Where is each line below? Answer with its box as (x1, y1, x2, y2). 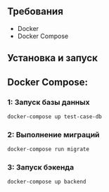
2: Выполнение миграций (7, 129, 100, 139)
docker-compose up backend (7, 179, 86, 186)
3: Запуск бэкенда (7, 162, 75, 172)
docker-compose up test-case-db (7, 113, 102, 120)
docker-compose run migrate (7, 146, 90, 153)
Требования (7, 6, 63, 18)
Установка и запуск (7, 52, 98, 64)
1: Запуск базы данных (7, 97, 90, 107)
